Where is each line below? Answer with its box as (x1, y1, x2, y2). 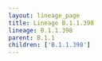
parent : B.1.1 (8, 33, 56, 42)
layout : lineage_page (8, 11, 80, 20)
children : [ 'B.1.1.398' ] (8, 41, 91, 49)
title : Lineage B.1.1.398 (8, 19, 94, 27)
